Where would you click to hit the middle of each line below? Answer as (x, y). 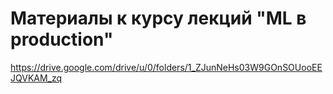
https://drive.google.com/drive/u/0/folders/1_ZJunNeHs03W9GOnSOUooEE (166, 67)
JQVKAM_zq (36, 78)
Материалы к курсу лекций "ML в (158, 18)
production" (62, 39)
